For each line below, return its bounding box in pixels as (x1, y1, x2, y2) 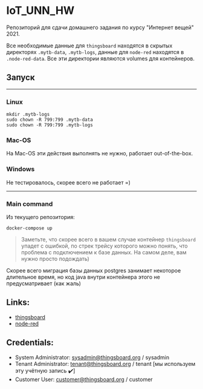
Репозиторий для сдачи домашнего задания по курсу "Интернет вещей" (6, 24, 195, 31)
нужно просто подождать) (21, 255, 89, 262)
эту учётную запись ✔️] (14, 367, 76, 374)
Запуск (6, 72, 35, 83)
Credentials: (6, 337, 54, 348)
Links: (6, 297, 30, 308)
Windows (6, 165, 35, 174)
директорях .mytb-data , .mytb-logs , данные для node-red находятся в (6, 48, 184, 55)
